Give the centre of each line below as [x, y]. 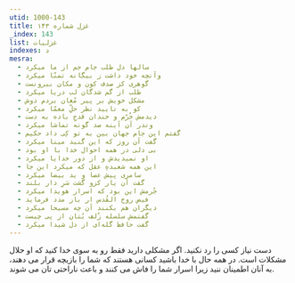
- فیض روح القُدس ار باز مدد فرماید [83, 200]
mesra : [21, 59]
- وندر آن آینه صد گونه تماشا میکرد [85, 125]
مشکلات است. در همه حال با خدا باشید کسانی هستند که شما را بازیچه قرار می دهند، [148, 259]
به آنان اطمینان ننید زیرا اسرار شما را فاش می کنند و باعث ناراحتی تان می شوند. [142, 269]
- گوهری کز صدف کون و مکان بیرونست [83, 84]
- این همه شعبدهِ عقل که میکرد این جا [87, 166]
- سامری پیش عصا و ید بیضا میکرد [79, 174]
